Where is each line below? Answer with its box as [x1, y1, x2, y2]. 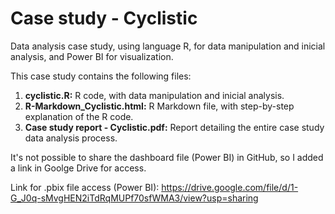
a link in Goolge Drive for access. [10, 162, 147, 174]
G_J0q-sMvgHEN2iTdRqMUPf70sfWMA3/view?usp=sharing [10, 192, 259, 204]
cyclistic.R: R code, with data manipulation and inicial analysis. [24, 89, 285, 101]
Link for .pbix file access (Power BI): [10, 181, 160, 193]
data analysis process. [24, 132, 118, 144]
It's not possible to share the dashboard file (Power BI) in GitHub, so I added [10, 151, 324, 163]
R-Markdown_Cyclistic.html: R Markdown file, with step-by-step [24, 100, 295, 112]
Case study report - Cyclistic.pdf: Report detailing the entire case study [24, 121, 325, 133]
